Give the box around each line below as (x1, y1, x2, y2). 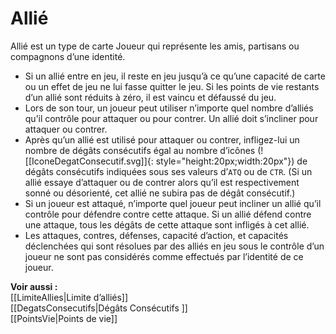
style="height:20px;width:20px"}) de (155, 155, 308, 167)
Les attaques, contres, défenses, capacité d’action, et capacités (24, 229, 289, 241)
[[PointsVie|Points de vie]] (10, 312, 118, 324)
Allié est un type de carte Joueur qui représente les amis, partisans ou (10, 40, 300, 52)
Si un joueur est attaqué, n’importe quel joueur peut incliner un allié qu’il (24, 197, 322, 209)
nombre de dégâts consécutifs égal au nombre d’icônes (24, 144, 256, 156)
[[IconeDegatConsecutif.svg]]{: (24, 155, 154, 167)
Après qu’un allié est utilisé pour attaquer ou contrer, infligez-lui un (24, 133, 300, 146)
